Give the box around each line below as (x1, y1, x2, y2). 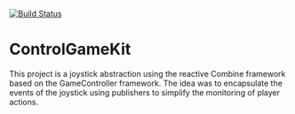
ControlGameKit (9, 40, 132, 59)
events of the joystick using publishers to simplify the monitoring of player (9, 87, 281, 97)
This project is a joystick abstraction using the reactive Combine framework (9, 68, 286, 79)
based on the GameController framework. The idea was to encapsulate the (9, 78, 283, 88)
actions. (9, 96, 38, 107)
